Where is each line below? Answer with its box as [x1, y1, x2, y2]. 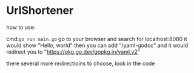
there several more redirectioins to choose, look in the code [6, 60, 156, 67]
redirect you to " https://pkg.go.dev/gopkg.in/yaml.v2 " [6, 48, 141, 55]
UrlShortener [6, 4, 74, 17]
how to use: [6, 24, 36, 31]
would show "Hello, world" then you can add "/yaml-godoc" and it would [6, 42, 189, 49]
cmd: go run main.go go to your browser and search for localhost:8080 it [6, 35, 187, 42]
